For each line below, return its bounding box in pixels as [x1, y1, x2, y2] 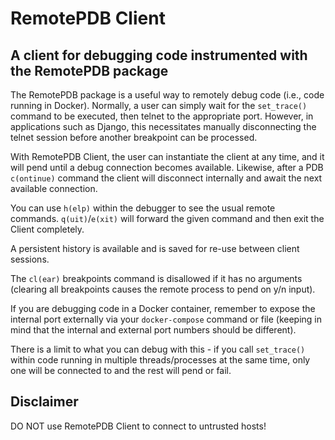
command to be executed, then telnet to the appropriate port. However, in [10, 110, 314, 122]
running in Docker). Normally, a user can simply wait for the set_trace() [10, 100, 308, 111]
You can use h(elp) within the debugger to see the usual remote [10, 202, 276, 214]
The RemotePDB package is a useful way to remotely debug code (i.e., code [10, 89, 325, 101]
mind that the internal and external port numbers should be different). [10, 324, 297, 336]
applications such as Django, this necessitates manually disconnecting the [10, 121, 317, 132]
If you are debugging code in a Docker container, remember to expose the [10, 303, 316, 314]
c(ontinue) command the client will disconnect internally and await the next [10, 172, 323, 184]
